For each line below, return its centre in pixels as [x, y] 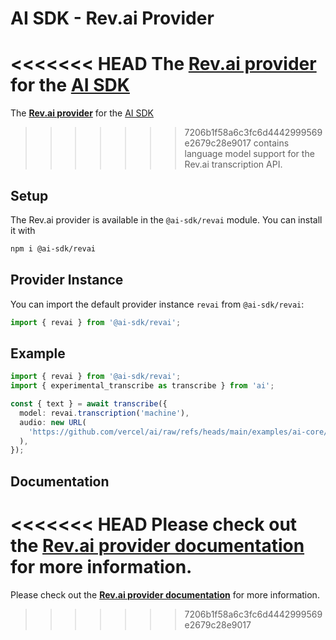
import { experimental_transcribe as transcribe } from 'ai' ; [142, 386]
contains [271, 143]
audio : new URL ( [53, 422]
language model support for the [249, 154]
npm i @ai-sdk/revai [53, 248]
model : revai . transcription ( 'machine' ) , [104, 413]
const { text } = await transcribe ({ [89, 404]
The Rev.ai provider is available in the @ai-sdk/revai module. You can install [166, 219]
